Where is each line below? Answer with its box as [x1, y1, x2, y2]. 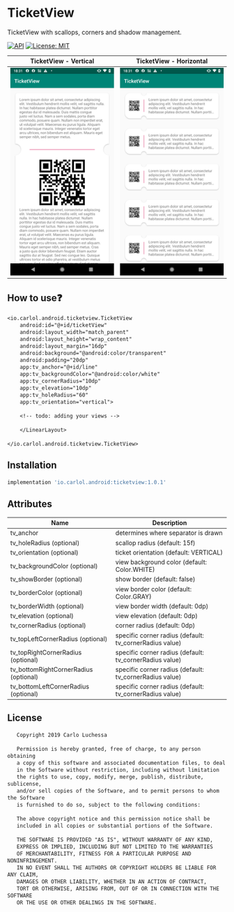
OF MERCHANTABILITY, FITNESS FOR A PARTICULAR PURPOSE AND [16, 850, 192, 857]
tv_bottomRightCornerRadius [10, 665, 93, 673]
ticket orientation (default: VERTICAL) [115, 548, 223, 557]
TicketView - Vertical [30, 57, 95, 66]
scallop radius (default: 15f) [115, 538, 196, 547]
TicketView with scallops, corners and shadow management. [7, 28, 182, 36]
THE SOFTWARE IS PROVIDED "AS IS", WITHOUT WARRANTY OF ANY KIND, [16, 836, 214, 843]
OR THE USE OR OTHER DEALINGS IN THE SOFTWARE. [16, 899, 157, 906]
